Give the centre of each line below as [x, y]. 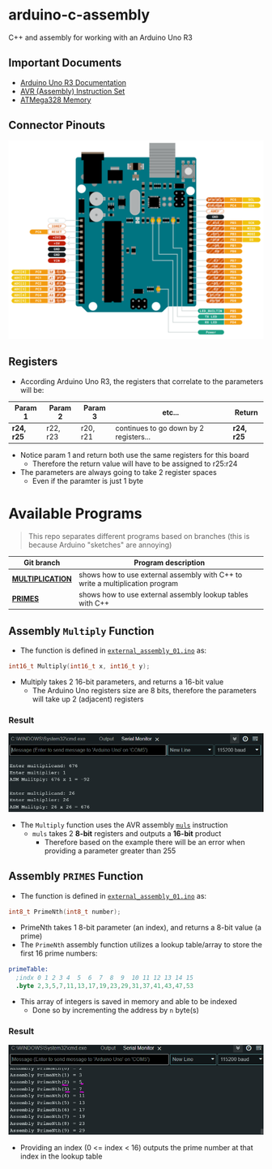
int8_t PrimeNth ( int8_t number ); [65, 912]
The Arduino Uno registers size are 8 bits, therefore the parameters [144, 691]
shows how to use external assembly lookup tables [164, 594]
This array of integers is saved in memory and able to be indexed [128, 1002]
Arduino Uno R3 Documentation [73, 82]
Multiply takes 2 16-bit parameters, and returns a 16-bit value [122, 682]
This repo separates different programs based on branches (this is [139, 536]
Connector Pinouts [57, 125]
